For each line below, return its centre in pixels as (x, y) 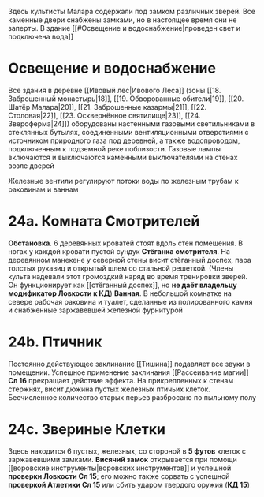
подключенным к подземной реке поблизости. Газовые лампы (114, 148)
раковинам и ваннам (43, 189)
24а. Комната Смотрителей (104, 221)
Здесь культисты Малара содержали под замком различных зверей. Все (132, 11)
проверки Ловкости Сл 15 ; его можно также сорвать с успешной (119, 476)
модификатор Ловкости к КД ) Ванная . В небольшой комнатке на (120, 293)
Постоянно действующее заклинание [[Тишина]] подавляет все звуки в (129, 364)
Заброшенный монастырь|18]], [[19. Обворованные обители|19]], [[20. (126, 99)
